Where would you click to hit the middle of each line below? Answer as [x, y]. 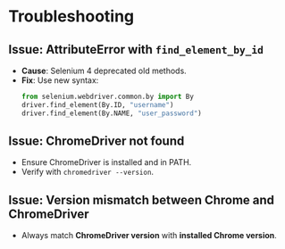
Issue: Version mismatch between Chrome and [141, 199]
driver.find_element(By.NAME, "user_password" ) [111, 113]
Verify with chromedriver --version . [87, 172]
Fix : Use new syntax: [60, 80]
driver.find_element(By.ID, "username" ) [97, 104]
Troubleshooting [71, 17]
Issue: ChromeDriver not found [96, 141]
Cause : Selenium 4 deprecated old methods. [104, 71]
